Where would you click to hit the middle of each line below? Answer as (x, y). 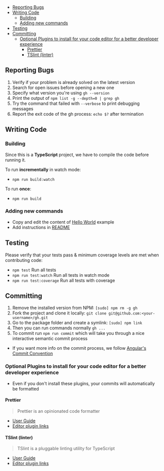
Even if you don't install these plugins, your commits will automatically (83, 383)
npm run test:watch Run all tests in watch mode (61, 275)
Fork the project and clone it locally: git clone (59, 313)
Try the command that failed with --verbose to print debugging (76, 103)
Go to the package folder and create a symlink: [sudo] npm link (77, 323)
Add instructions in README (41, 227)
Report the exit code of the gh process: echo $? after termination (78, 114)
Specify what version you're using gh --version (61, 93)
